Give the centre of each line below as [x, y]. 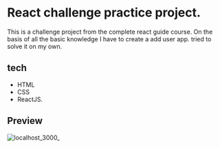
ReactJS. [30, 99]
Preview [25, 121]
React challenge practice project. [104, 13]
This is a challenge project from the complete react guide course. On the [110, 32]
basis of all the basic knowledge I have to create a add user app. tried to [109, 39]
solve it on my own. [35, 46]
